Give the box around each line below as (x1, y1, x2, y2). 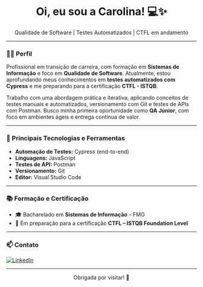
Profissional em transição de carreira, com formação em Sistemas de (6, 63, 179, 71)
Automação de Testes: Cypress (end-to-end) (14, 148, 129, 155)
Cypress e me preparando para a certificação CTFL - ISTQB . (6, 83, 158, 90)
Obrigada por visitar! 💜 (73, 274, 130, 281)
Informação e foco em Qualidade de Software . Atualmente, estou (6, 70, 171, 77)
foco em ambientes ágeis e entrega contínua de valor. (6, 113, 140, 121)
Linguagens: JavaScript (14, 154, 76, 162)
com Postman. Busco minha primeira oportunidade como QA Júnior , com (6, 107, 189, 115)
